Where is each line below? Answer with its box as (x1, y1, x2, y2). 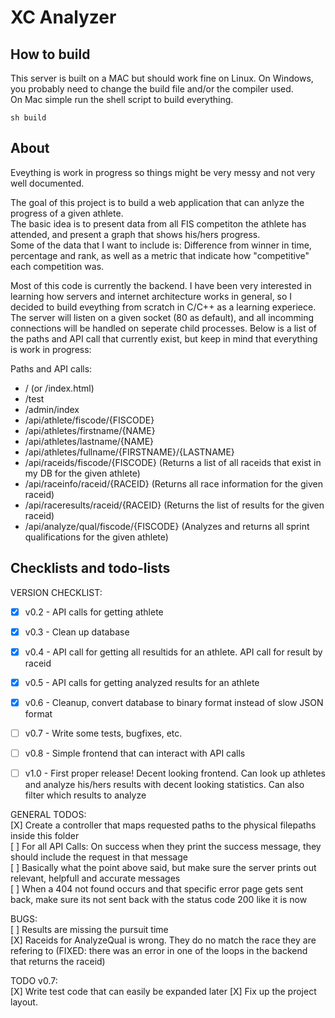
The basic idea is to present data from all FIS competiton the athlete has (10, 217, 307, 230)
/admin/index (24, 403, 80, 415)
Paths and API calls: (10, 362, 93, 375)
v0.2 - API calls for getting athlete (24, 606, 164, 618)
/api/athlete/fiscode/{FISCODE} (24, 414, 155, 426)
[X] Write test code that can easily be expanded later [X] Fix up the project (10, 986, 317, 998)
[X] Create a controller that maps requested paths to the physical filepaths (10, 819, 317, 831)
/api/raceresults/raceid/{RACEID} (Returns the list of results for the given (24, 499, 325, 511)
